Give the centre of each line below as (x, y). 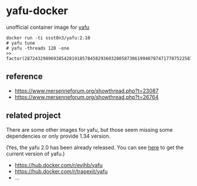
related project (34, 116)
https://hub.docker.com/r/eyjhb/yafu (59, 165)
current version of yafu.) (35, 154)
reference (24, 77)
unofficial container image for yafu (48, 27)
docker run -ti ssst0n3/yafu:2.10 (48, 38)
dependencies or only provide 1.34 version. (58, 136)
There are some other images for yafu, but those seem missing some (89, 129)
